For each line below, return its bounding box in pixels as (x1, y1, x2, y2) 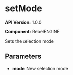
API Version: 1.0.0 (5, 19, 42, 25)
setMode (5, 3, 43, 14)
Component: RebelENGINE (5, 28, 60, 34)
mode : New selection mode (12, 65, 69, 71)
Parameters (5, 52, 42, 61)
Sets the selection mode (5, 38, 54, 44)
